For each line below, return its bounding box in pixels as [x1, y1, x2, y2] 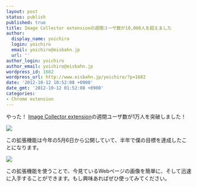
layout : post [6, 8, 38, 15]
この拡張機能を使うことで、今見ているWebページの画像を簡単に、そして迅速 [6, 167, 192, 174]
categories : [6, 91, 35, 96]
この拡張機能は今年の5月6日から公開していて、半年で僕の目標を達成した [6, 136, 182, 143]
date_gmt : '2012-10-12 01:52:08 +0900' [6, 85, 104, 91]
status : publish [6, 14, 46, 20]
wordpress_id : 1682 [6, 69, 54, 75]
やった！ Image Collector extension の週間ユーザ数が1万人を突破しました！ [6, 113, 186, 120]
